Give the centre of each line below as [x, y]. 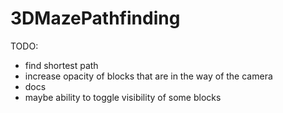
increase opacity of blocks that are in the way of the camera [148, 76]
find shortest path [61, 65]
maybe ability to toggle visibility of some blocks [123, 97]
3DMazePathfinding [95, 18]
